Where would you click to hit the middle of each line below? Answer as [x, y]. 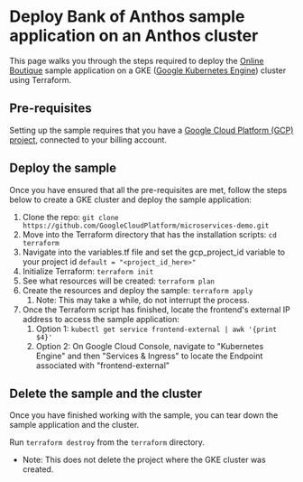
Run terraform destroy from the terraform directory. [107, 442]
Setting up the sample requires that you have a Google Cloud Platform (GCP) [151, 130]
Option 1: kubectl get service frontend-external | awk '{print [156, 329]
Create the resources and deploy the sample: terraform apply [138, 290]
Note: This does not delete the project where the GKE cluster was [144, 460]
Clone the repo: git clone [70, 217]
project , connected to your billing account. [88, 139]
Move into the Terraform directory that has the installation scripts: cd [149, 234]
